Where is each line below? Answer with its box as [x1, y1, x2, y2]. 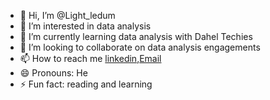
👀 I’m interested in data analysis [19, 20, 152, 32]
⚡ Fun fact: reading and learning [19, 78, 153, 90]
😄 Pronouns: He [19, 67, 88, 79]
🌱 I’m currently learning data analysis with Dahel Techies [19, 31, 253, 42]
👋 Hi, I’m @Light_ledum [19, 10, 116, 21]
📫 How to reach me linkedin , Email [19, 53, 162, 64]
